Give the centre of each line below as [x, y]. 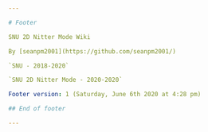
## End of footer [37, 109]
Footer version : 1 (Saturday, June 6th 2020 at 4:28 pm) [105, 95]
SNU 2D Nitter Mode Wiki [49, 37]
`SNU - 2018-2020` [39, 66]
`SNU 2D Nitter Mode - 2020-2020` [66, 80]
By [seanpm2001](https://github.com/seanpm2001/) [92, 51]
